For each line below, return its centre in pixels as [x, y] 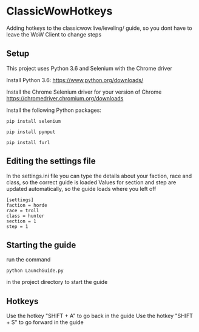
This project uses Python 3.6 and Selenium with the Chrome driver [89, 68]
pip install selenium [34, 121]
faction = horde [27, 205]
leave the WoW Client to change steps [54, 34]
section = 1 [21, 221]
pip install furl [28, 142]
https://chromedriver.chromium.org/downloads [65, 98]
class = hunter [25, 216]
